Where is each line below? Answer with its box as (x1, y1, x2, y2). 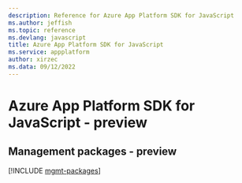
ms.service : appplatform (8, 48, 90, 56)
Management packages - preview (8, 145, 177, 159)
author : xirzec (8, 56, 58, 64)
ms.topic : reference (8, 26, 76, 34)
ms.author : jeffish (8, 19, 73, 27)
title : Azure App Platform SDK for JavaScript (8, 41, 164, 49)
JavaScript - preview (8, 114, 148, 131)
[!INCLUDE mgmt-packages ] (8, 166, 101, 175)
